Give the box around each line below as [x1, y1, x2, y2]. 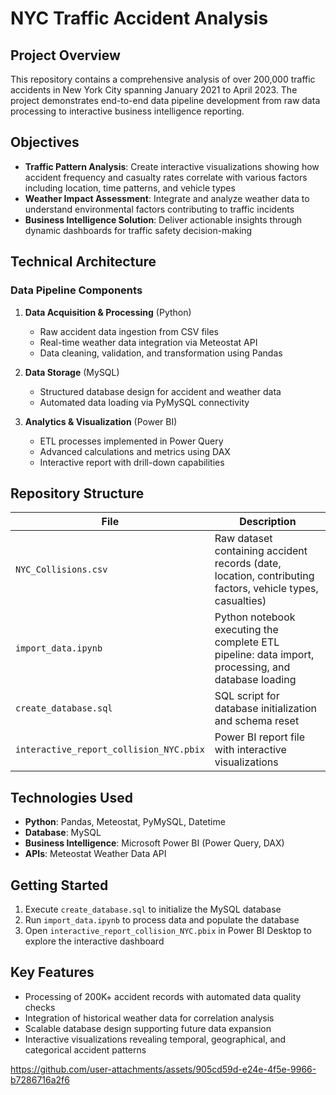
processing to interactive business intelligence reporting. [10, 105, 245, 117]
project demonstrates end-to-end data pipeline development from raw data [10, 95, 321, 106]
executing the [214, 623, 279, 637]
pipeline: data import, [214, 648, 315, 662]
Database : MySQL [24, 827, 102, 839]
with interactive [214, 743, 287, 757]
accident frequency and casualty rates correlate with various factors [24, 171, 308, 183]
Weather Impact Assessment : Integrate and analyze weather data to [24, 192, 310, 204]
